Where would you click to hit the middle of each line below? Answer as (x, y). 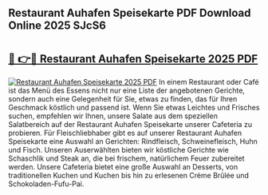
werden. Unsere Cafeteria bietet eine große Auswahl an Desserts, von (123, 167)
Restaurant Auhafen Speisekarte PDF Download (130, 13)
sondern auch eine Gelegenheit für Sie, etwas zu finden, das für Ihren (123, 99)
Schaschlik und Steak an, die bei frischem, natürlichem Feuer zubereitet (126, 158)
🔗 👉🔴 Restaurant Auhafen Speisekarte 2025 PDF (133, 59)
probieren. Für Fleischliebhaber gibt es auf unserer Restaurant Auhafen (125, 133)
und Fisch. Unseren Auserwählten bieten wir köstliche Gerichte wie (119, 150)
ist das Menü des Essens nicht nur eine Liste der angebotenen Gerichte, (127, 90)
